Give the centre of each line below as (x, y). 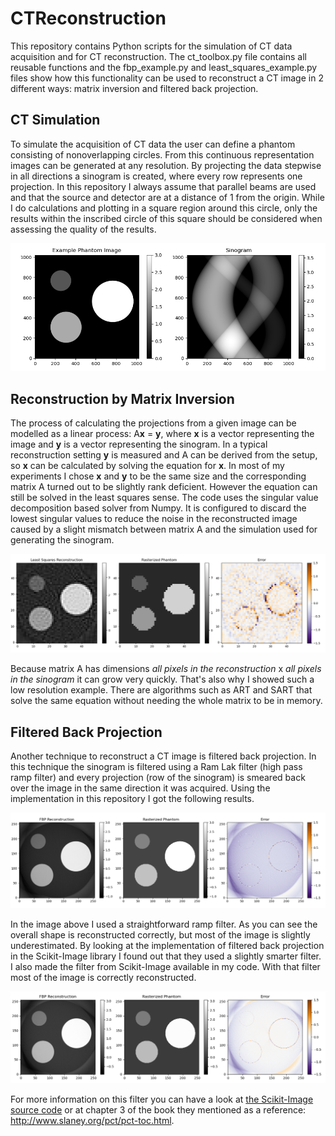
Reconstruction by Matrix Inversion (122, 398)
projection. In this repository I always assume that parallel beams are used (163, 186)
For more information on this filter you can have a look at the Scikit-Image (162, 1099)
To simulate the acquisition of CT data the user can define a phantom (153, 144)
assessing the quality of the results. (83, 229)
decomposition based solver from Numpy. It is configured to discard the (158, 508)
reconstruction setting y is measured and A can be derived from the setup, (164, 455)
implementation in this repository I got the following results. (132, 798)
